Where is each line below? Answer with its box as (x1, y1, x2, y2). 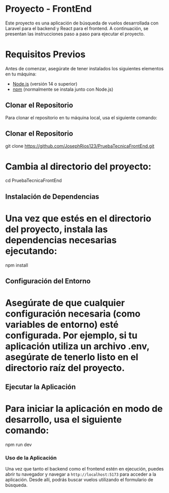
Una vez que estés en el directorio (5, 213, 151, 224)
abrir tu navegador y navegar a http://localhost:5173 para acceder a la (5, 471, 156, 477)
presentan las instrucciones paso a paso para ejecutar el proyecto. (5, 31, 145, 37)
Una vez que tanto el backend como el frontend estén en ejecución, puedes (5, 465, 164, 472)
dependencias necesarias (5, 235, 117, 246)
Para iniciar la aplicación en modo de (5, 403, 163, 414)
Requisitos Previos (5, 49, 86, 60)
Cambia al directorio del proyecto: (5, 161, 151, 172)
